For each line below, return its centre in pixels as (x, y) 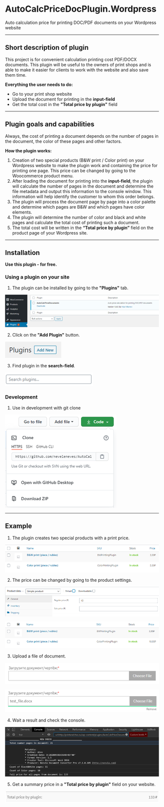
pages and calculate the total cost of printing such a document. (76, 222)
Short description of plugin (47, 48)
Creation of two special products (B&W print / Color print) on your (78, 160)
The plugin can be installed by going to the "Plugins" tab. (70, 288)
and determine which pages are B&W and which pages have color (78, 207)
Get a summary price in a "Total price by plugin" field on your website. (84, 785)
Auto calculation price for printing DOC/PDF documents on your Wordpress (81, 22)
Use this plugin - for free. (31, 264)
